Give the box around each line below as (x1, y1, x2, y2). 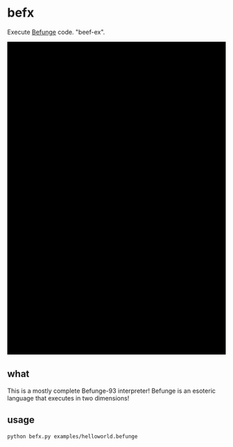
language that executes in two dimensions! (7, 394, 130, 402)
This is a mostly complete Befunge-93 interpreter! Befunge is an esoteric (7, 387, 216, 395)
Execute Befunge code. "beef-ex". (7, 28, 105, 36)
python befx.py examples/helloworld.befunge (7, 433, 138, 440)
